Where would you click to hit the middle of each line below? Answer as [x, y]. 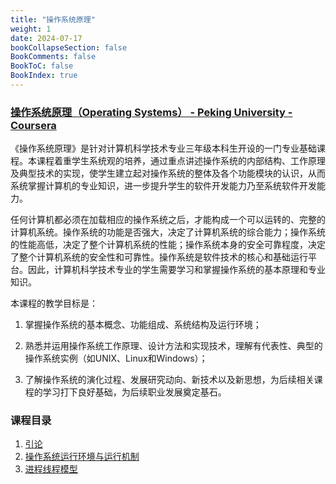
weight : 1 [31, 29]
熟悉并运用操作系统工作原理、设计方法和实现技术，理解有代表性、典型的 [173, 346]
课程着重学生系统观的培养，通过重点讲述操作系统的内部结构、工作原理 [181, 161]
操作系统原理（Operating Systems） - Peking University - [151, 112]
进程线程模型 [51, 469]
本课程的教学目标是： [54, 303]
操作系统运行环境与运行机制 [82, 457]
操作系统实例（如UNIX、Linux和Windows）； [116, 358]
